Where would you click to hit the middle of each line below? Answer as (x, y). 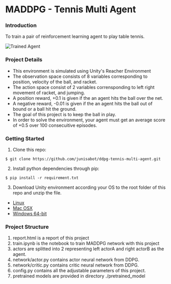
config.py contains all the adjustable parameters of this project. (79, 271)
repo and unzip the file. (37, 193)
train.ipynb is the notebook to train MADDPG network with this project (86, 244)
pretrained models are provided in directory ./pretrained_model (79, 276)
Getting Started (25, 138)
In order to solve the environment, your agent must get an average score (89, 120)
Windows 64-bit (30, 214)
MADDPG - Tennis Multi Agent (71, 9)
